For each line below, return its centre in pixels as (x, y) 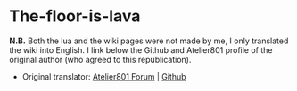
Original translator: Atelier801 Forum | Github (104, 76)
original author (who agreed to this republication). (100, 59)
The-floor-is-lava (75, 16)
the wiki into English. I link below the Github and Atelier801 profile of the (141, 49)
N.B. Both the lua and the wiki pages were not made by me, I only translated (149, 41)
